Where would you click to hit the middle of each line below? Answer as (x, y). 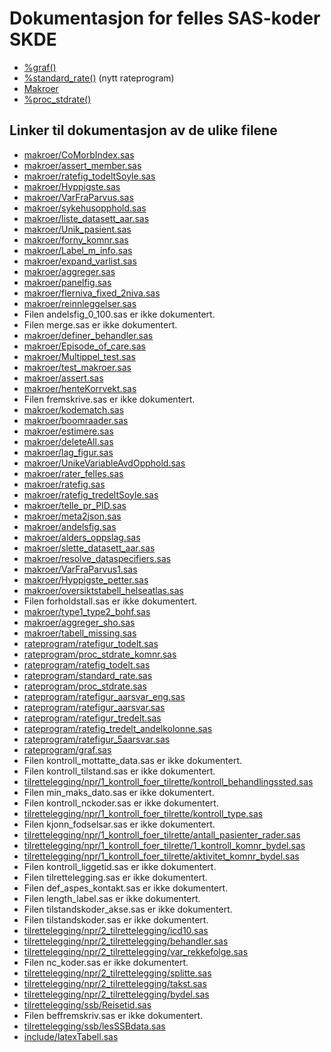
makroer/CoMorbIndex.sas (79, 154)
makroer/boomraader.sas (76, 420)
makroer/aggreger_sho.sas (79, 622)
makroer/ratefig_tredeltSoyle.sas (91, 494)
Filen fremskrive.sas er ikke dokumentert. (109, 399)
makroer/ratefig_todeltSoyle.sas (89, 176)
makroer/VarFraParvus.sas (78, 197)
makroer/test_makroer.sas (77, 367)
